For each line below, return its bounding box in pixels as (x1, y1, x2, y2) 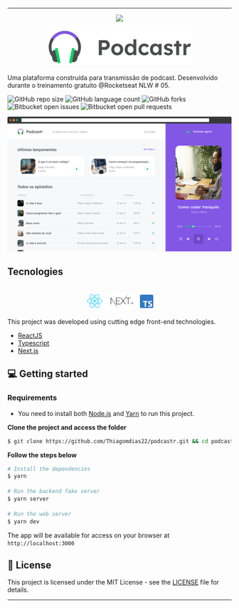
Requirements (7, 393, 58, 403)
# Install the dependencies (7, 465, 91, 472)
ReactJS (17, 331, 43, 340)
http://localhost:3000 (7, 539, 75, 547)
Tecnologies (7, 265, 63, 278)
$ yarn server (7, 495, 50, 503)
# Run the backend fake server (7, 488, 100, 495)
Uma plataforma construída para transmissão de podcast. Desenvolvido (7, 74, 218, 82)
